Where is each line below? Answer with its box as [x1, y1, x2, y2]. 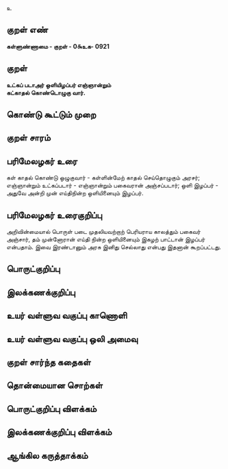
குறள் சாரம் [6, 132, 51, 144]
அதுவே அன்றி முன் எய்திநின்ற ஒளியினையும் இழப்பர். [6, 189, 144, 197]
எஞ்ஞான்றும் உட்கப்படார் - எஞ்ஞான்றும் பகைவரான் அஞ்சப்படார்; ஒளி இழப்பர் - [6, 181, 218, 189]
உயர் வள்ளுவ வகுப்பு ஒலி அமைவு [6, 333, 138, 345]
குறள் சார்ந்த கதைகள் [6, 356, 91, 368]
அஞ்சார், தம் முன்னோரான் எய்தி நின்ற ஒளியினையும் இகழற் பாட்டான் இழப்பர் [6, 235, 205, 243]
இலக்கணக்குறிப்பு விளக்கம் [6, 426, 112, 438]
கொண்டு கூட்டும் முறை [6, 109, 97, 121]
